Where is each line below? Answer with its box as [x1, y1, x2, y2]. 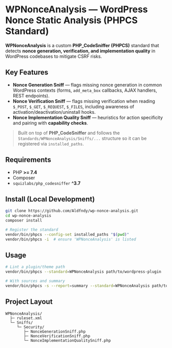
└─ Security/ [16, 324, 45, 330]
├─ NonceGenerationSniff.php [24, 329, 86, 334]
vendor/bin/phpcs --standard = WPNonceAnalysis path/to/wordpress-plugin [5, 269, 161, 275]
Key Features [5, 68, 49, 77]
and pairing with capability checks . [12, 119, 89, 126]
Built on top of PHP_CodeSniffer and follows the [17, 130, 120, 136]
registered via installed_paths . [17, 140, 84, 147]
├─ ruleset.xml [10, 315, 42, 321]
